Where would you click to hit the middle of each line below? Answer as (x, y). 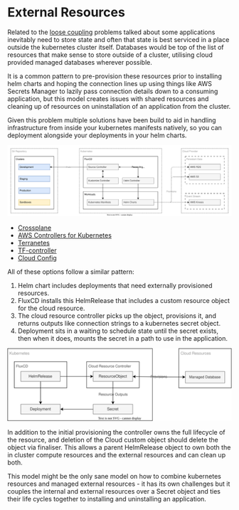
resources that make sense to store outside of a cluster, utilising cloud (110, 55)
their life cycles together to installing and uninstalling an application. (107, 499)
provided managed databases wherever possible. (80, 62)
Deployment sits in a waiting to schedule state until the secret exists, (118, 331)
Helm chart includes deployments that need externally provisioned (115, 285)
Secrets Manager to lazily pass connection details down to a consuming (113, 91)
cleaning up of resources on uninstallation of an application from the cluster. (119, 106)
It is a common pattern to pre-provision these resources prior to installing (115, 76)
